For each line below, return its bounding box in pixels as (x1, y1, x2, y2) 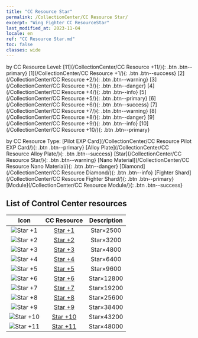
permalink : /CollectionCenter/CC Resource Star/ (6, 14, 128, 20)
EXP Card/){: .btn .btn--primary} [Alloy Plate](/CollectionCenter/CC (6, 144, 170, 151)
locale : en (6, 31, 33, 37)
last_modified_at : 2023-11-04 (6, 25, 81, 31)
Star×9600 (90, 264, 122, 272)
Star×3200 (90, 236, 122, 244)
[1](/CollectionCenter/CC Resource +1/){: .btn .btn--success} (28, 69, 177, 77)
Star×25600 (88, 293, 124, 301)
